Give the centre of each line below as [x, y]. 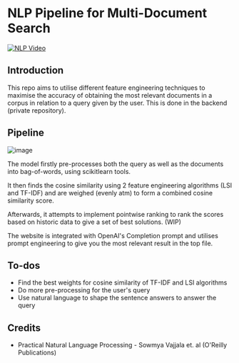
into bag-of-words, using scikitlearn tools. [69, 171]
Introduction [36, 70]
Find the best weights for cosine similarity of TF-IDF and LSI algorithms [122, 282]
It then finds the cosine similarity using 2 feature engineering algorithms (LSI [120, 185]
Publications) [37, 353]
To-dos [24, 265]
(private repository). [37, 110]
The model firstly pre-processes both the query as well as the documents [116, 164]
